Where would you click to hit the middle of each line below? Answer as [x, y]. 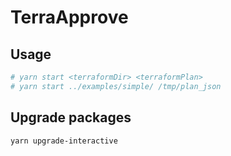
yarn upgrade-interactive [64, 141]
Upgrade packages [71, 117]
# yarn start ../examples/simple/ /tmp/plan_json [116, 86]
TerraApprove [69, 17]
